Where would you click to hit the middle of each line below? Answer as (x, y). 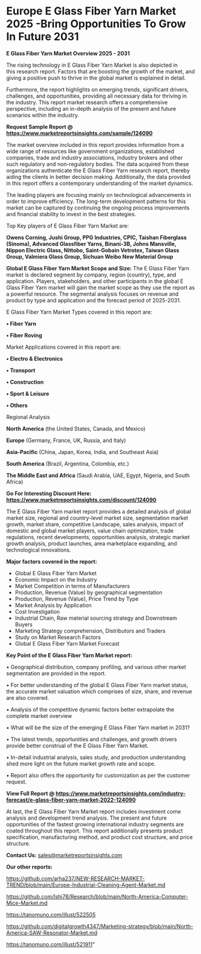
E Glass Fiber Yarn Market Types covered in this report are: (79, 312)
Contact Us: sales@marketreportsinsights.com (64, 855)
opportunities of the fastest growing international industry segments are (95, 824)
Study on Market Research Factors (58, 637)
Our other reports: (29, 867)
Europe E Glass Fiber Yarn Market (91, 11)
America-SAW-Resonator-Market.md (52, 932)
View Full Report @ (31, 793)
